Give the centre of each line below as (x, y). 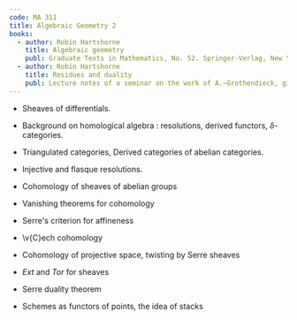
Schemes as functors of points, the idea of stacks (112, 306)
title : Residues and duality (79, 75)
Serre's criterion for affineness (78, 220)
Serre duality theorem (61, 289)
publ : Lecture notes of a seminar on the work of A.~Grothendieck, (152, 83)
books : (21, 34)
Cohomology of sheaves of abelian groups (99, 186)
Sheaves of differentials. (66, 108)
